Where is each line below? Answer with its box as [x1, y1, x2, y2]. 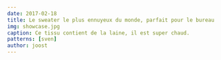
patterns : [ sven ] [7, 36, 57, 43]
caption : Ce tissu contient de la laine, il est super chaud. [7, 29, 190, 37]
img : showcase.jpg [7, 23, 60, 30]
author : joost [7, 42, 48, 49]
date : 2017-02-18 [7, 10, 57, 17]
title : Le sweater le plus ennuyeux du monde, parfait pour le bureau [7, 17, 215, 23]
